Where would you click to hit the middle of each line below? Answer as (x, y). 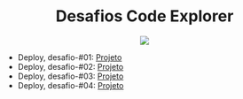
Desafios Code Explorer (145, 16)
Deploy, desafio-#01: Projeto (70, 57)
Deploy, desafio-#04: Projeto (71, 85)
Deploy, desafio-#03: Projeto (71, 76)
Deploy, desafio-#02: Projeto (71, 66)
